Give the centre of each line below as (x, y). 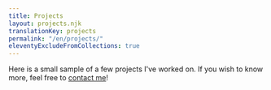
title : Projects (36, 16)
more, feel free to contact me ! (58, 78)
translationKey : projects (52, 31)
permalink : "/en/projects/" (56, 39)
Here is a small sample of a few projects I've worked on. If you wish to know (136, 69)
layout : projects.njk (45, 24)
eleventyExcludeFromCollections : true (74, 46)
